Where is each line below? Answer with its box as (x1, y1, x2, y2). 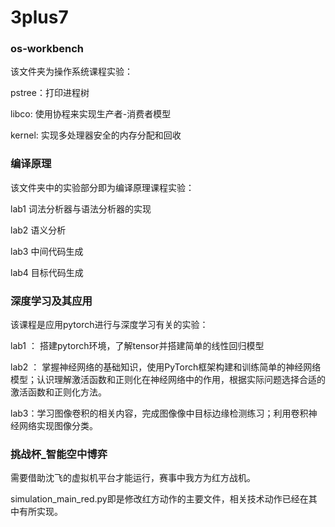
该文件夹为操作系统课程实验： (10, 66, 133, 78)
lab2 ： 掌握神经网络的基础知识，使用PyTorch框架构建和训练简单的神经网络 (10, 361, 322, 373)
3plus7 (10, 6, 69, 29)
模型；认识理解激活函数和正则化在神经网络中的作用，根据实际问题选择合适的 (10, 374, 326, 386)
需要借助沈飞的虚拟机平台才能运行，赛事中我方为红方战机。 (10, 472, 256, 484)
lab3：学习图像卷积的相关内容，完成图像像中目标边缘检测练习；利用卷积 (10, 407, 309, 420)
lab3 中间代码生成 (10, 245, 84, 257)
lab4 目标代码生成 (10, 266, 84, 278)
